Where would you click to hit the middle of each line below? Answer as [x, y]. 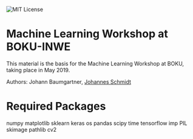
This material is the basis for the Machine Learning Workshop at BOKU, [95, 63]
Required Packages [56, 107]
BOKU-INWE [39, 47]
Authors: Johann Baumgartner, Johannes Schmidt [69, 81]
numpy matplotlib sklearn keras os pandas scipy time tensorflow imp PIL [97, 123]
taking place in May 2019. [38, 70]
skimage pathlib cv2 [32, 129]
